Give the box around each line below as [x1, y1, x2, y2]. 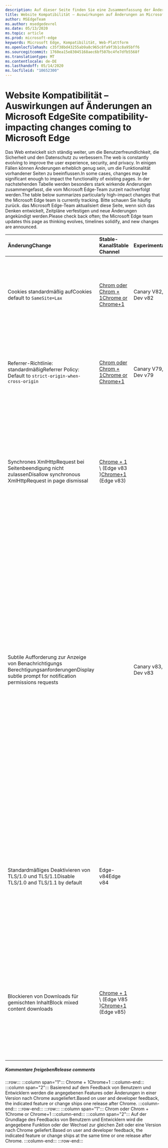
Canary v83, [133, 663, 163, 670]
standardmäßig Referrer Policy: [7, 366, 79, 373]
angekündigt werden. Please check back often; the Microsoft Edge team [5, 213, 153, 219]
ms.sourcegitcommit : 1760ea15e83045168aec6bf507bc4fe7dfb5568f [5, 49, 140, 54]
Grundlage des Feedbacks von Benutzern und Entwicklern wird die [5, 1116, 143, 1122]
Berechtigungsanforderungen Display [7, 666, 94, 673]
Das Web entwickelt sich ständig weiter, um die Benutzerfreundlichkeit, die [5, 149, 159, 155]
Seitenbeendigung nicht [7, 464, 64, 471]
